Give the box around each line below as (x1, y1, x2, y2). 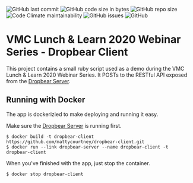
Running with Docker (6, 95, 86, 105)
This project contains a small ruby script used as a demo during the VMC (6, 65, 185, 72)
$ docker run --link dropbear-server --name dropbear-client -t (6, 144, 169, 150)
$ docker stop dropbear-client (6, 171, 84, 177)
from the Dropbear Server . (6, 77, 71, 84)
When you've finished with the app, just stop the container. (6, 159, 150, 166)
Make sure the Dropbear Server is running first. (6, 122, 122, 129)
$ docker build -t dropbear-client (6, 134, 94, 140)
